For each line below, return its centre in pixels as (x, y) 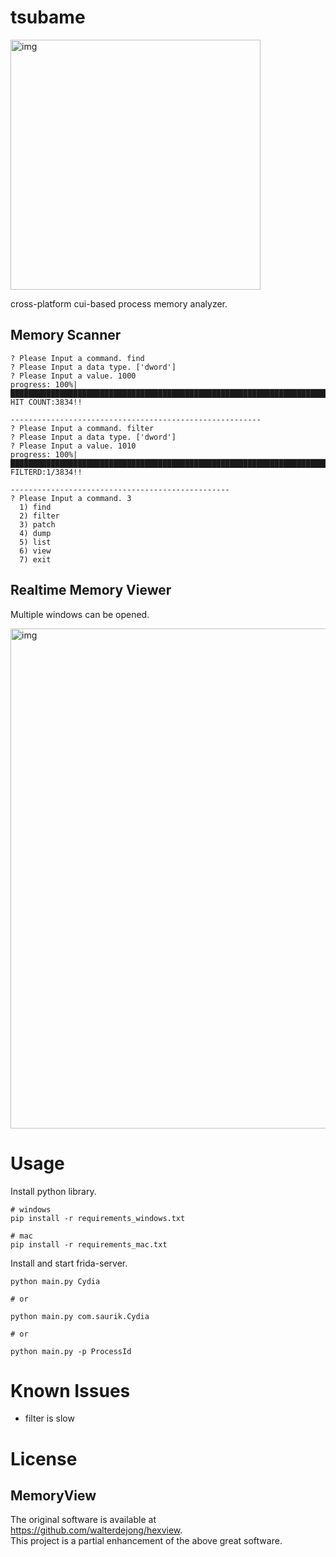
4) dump (35, 533)
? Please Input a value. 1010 (73, 446)
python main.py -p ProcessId (71, 1351)
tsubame (48, 17)
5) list (35, 542)
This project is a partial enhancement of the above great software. (146, 1541)
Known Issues (70, 1390)
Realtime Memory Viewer (91, 590)
